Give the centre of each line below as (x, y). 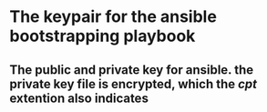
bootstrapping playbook (103, 36)
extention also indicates (79, 98)
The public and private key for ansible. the (132, 70)
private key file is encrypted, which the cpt (133, 84)
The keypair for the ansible (113, 17)
